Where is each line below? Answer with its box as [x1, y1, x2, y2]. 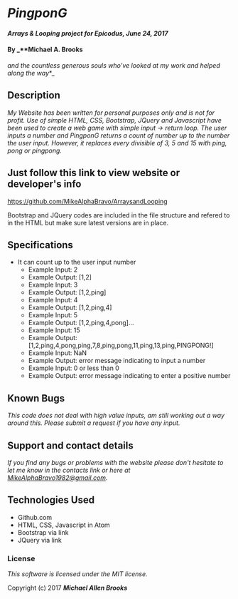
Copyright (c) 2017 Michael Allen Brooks [7, 583, 128, 593]
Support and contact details [7, 439, 134, 451]
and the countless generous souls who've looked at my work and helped [7, 61, 220, 69]
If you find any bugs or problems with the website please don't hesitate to [7, 459, 224, 467]
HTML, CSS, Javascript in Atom [17, 521, 110, 529]
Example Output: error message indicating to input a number [28, 357, 206, 365]
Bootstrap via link [17, 528, 69, 536]
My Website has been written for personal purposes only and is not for [7, 108, 215, 117]
